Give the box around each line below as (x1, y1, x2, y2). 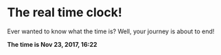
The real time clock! (7, 5, 122, 20)
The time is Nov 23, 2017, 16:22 (7, 40, 97, 48)
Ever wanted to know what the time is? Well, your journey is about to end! (7, 27, 215, 35)
